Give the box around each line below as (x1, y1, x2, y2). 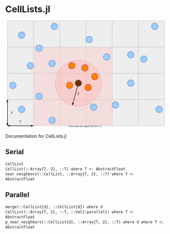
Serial (5, 148, 24, 156)
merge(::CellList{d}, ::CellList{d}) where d (5, 205, 103, 210)
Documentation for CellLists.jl (5, 133, 67, 139)
